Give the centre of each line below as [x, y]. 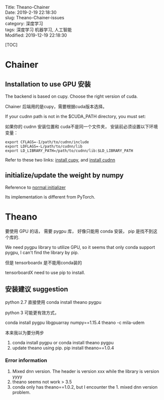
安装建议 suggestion [36, 289]
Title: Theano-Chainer [28, 7]
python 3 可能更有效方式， [32, 313]
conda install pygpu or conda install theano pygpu [63, 342]
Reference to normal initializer [35, 187]
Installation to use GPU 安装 [48, 84]
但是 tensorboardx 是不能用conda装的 [44, 262]
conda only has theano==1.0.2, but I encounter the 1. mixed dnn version [85, 387]
